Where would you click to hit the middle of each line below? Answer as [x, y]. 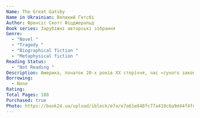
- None [20, 84]
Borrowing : [20, 78]
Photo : [14, 106]
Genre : [14, 34]
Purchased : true [26, 100]
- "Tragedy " [28, 45]
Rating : [16, 89]
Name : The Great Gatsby [36, 12]
